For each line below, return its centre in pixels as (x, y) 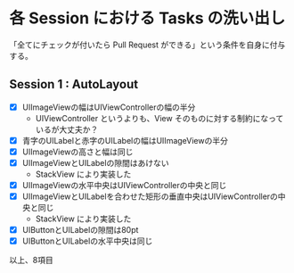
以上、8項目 (31, 261)
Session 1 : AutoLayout (74, 84)
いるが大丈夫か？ (67, 129)
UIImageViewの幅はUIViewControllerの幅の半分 (109, 107)
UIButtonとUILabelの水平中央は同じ (87, 241)
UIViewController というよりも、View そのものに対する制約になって (159, 118)
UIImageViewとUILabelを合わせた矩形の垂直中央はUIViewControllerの (150, 196)
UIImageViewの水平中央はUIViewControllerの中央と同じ (124, 185)
